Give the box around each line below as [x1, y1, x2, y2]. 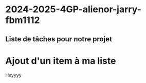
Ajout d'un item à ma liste [5, 55, 116, 67]
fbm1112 [5, 14, 40, 26]
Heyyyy [5, 72, 22, 78]
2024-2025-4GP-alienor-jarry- [5, 4, 141, 15]
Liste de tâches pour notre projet [5, 35, 112, 43]
